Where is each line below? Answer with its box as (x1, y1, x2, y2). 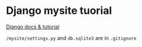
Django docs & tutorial (6, 23, 60, 30)
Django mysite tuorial (6, 4, 112, 17)
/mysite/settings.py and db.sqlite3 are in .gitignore (6, 34, 137, 41)
